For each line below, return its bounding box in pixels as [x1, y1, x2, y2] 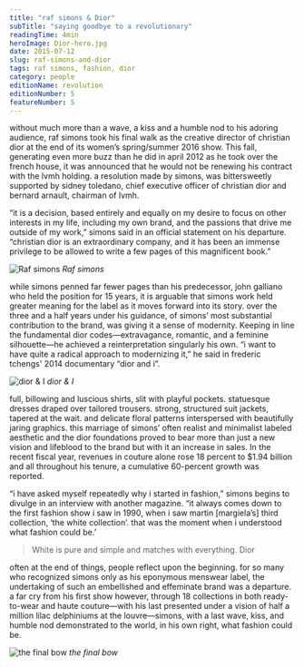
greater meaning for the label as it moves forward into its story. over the [9, 300, 278, 311]
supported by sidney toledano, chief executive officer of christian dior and [9, 181, 288, 191]
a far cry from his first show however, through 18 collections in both [9, 591, 261, 602]
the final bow [69, 647, 118, 658]
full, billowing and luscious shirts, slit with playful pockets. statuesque [9, 394, 270, 405]
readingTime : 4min [9, 30, 79, 39]
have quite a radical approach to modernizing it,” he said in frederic [9, 348, 261, 359]
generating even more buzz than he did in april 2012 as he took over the [9, 152, 279, 162]
